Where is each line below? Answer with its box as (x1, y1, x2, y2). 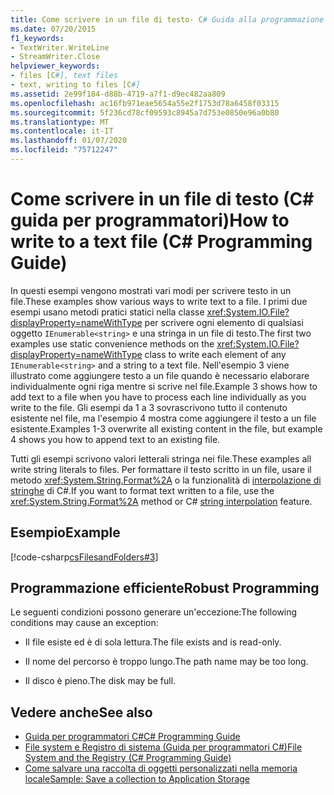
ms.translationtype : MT (10, 117, 110, 127)
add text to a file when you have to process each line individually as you (10, 391, 307, 403)
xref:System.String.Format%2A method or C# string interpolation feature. (10, 495, 313, 507)
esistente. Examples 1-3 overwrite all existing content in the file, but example (10, 422, 323, 435)
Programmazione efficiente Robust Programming (10, 580, 320, 597)
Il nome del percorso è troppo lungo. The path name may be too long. (24, 656, 309, 668)
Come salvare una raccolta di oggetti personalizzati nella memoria (24, 762, 298, 775)
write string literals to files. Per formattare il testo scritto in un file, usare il (10, 463, 312, 475)
